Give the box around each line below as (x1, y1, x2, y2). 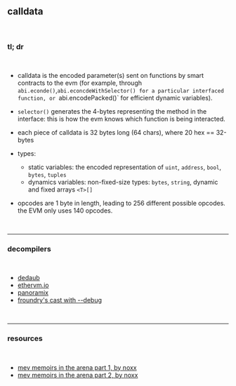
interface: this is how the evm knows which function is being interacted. (17, 115, 226, 124)
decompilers (7, 244, 51, 254)
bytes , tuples (27, 171, 67, 179)
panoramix (17, 288, 49, 297)
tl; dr (7, 41, 24, 51)
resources (7, 333, 44, 343)
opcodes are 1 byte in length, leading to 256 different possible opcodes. (17, 199, 226, 208)
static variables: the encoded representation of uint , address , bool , (27, 163, 222, 171)
